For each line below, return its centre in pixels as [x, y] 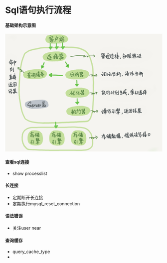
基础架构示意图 [20, 25]
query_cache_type [31, 252]
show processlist [30, 173]
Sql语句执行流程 [38, 10]
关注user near [27, 228]
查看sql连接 [17, 162]
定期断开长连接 [28, 197]
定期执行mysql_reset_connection [46, 203]
